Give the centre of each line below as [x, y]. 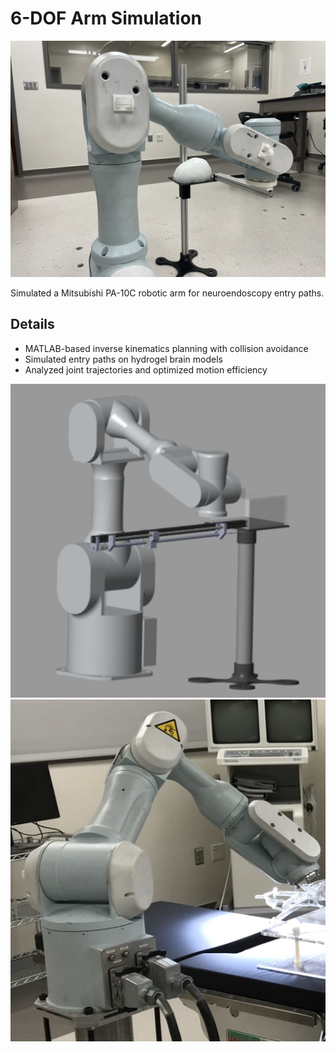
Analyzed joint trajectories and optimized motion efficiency [146, 369]
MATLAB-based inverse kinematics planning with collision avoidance [166, 348]
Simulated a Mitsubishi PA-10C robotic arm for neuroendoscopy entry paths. [167, 293]
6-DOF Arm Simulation [106, 18]
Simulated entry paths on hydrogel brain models [123, 359]
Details [32, 324]
